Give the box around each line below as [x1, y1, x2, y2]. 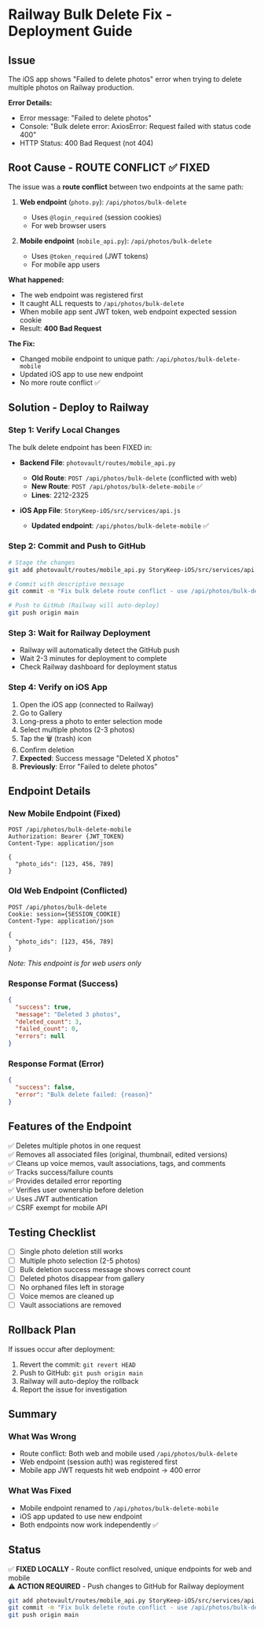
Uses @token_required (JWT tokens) [31, 251, 149, 260]
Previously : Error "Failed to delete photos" [19, 762, 158, 771]
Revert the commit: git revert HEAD [19, 1360, 136, 1369]
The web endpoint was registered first [19, 290, 144, 300]
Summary [8, 1407, 57, 1421]
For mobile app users [31, 260, 101, 269]
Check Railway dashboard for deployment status [19, 662, 178, 672]
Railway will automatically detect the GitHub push [19, 645, 180, 655]
